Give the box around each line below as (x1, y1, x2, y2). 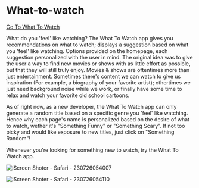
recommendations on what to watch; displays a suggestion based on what (6, 41, 189, 48)
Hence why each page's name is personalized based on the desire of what (6, 115, 189, 123)
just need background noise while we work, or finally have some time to (6, 85, 182, 92)
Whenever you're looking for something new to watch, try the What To (6, 146, 179, 153)
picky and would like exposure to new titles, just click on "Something (6, 129, 175, 136)
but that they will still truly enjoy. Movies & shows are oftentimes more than (6, 66, 189, 73)
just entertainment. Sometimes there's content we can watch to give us (6, 73, 181, 80)
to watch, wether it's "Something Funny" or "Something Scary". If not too (6, 122, 185, 129)
